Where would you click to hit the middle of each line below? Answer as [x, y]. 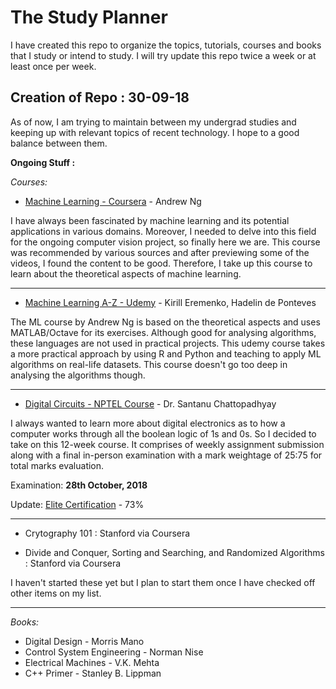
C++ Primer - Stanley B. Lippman [93, 673]
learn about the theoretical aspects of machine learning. [126, 273]
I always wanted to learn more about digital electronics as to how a [148, 423]
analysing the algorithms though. [78, 375]
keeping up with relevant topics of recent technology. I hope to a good [155, 132]
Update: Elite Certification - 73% [77, 504]
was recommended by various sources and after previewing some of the [160, 252]
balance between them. [59, 143]
